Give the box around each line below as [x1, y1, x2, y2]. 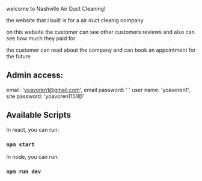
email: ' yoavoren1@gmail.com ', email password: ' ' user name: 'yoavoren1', [6, 86, 191, 93]
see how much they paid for [6, 35, 76, 41]
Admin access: [6, 70, 64, 81]
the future [6, 53, 31, 60]
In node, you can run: [6, 153, 59, 160]
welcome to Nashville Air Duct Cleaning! [6, 5, 106, 12]
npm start [6, 141, 35, 148]
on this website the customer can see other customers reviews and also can [6, 28, 195, 35]
